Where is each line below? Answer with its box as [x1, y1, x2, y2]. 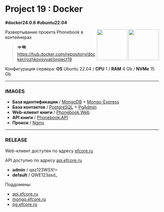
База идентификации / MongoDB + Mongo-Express [12, 99, 120, 105]
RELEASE [5, 137, 28, 143]
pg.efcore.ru [12, 201, 38, 207]
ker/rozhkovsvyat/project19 [17, 56, 72, 62]
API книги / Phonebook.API [12, 115, 68, 120]
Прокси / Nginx [12, 120, 44, 126]
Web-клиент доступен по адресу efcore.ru [5, 148, 94, 154]
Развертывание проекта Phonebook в [5, 29, 83, 35]
